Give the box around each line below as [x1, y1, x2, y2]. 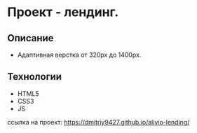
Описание [7, 32, 54, 44]
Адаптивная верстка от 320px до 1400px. [17, 50, 142, 59]
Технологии [7, 71, 62, 83]
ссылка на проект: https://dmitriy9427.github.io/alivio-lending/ [7, 118, 190, 126]
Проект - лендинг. [7, 4, 119, 20]
